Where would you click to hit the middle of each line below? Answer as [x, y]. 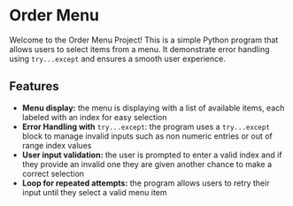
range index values [57, 145]
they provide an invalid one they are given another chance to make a [147, 164]
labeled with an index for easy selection [94, 117]
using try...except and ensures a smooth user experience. [117, 58]
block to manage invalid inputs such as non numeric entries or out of [147, 136]
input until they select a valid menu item [94, 192]
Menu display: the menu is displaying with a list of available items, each [153, 108]
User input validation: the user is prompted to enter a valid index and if [152, 155]
